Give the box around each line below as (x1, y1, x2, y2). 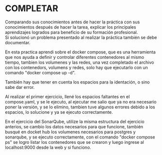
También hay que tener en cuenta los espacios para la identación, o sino (5, 79, 150, 85)
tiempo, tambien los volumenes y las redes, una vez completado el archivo (5, 59, 154, 65)
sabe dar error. (5, 84, 35, 90)
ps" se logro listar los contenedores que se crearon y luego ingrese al (5, 139, 144, 145)
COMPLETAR (5, 3, 58, 14)
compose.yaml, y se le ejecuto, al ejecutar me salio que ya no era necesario (5, 99, 157, 104)
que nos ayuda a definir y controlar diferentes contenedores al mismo (5, 54, 145, 60)
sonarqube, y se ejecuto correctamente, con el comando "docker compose (5, 134, 155, 140)
